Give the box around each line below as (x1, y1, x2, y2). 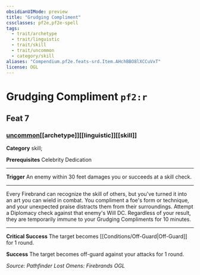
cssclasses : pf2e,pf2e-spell (6, 20, 79, 26)
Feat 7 (6, 113, 30, 123)
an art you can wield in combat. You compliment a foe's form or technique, (6, 197, 189, 204)
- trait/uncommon (11, 48, 55, 54)
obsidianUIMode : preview (6, 8, 68, 15)
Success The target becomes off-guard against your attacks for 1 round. (6, 251, 185, 258)
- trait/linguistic (11, 36, 60, 42)
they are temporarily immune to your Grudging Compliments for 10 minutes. (6, 215, 192, 223)
